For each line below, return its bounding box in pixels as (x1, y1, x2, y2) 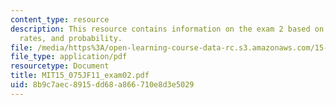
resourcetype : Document (10, 61, 110, 71)
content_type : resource (10, 14, 110, 25)
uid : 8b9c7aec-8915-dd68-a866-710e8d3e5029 (10, 80, 195, 90)
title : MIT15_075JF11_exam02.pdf (10, 71, 150, 81)
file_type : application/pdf (10, 52, 128, 62)
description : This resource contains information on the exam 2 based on (10, 24, 325, 34)
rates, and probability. (19, 33, 123, 43)
